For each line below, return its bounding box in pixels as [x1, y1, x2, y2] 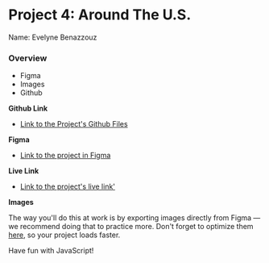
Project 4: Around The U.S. [8, 6, 192, 24]
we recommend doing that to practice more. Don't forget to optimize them [8, 222, 254, 232]
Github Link [8, 103, 48, 114]
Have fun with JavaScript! [8, 246, 94, 256]
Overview [8, 52, 48, 64]
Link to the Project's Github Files [19, 119, 128, 129]
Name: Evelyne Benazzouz [8, 32, 97, 42]
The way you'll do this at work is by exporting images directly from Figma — [8, 213, 261, 223]
